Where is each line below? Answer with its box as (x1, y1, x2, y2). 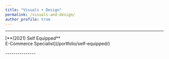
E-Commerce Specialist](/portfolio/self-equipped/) (5, 41, 110, 47)
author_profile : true (5, 17, 51, 22)
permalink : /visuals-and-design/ (5, 12, 75, 17)
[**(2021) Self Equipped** (5, 35, 61, 41)
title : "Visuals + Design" (5, 7, 62, 13)
